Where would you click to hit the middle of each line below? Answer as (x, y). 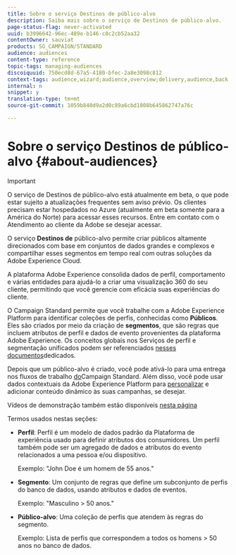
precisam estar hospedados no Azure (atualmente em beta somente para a (116, 209)
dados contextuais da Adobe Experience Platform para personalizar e (108, 384)
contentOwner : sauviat (41, 40)
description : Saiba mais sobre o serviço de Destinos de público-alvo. (114, 20)
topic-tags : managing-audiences (55, 66)
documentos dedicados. (42, 355)
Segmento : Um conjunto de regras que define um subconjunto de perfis (123, 482)
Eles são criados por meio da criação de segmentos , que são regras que (113, 325)
